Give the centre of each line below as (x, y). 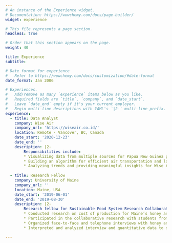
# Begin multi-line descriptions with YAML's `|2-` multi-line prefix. (86, 109)
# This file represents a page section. (49, 29)
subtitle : (16, 62)
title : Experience (25, 57)
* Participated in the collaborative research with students (90, 218)
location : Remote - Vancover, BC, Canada (59, 133)
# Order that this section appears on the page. (58, 43)
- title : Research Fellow (38, 176)
